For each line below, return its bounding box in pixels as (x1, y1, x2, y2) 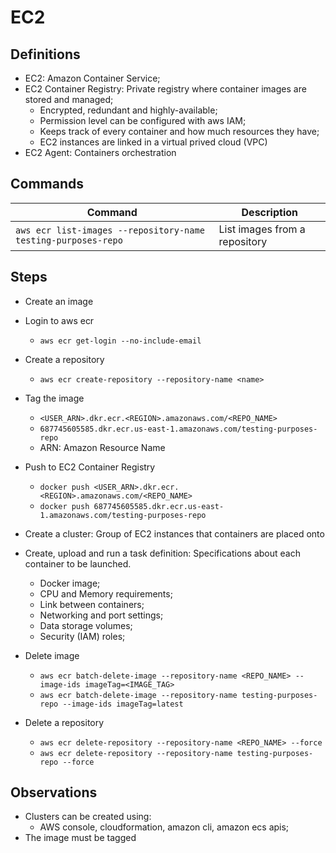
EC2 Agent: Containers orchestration (24, 147, 177, 158)
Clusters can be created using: (24, 811, 152, 823)
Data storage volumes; (39, 619, 133, 631)
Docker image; (39, 577, 101, 589)
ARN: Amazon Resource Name (39, 441, 166, 453)
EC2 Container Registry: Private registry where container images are (24, 83, 307, 95)
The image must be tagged (24, 832, 137, 844)
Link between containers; (39, 598, 145, 610)
